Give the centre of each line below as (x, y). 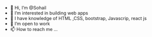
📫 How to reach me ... (34, 29)
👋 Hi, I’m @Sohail (28, 8)
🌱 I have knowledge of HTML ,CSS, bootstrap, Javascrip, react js (78, 18)
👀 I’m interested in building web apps (49, 13)
